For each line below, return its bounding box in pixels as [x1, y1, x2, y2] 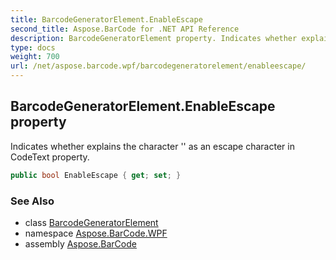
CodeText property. [10, 151, 90, 163]
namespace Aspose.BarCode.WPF [24, 227, 168, 239]
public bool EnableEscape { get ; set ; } [10, 170, 182, 180]
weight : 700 [10, 52, 60, 62]
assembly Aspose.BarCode [24, 237, 137, 250]
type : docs [10, 42, 56, 53]
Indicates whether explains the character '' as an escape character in [10, 140, 295, 152]
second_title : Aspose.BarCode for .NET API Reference [10, 24, 240, 34]
